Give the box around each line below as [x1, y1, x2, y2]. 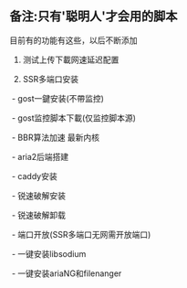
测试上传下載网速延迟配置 [22, 54, 119, 65]
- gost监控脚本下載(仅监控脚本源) [11, 112, 137, 123]
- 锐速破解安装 [11, 190, 67, 201]
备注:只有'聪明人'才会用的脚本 [9, 8, 178, 25]
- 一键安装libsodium [11, 248, 87, 259]
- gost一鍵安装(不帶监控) [11, 92, 105, 103]
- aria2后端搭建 [11, 151, 69, 162]
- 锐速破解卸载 [11, 209, 67, 220]
